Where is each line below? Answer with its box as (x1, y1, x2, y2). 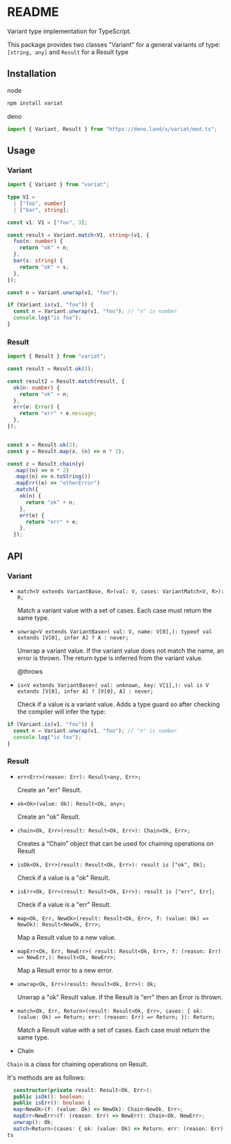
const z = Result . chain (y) (7, 460, 85, 467)
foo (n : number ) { (13, 238, 63, 245)
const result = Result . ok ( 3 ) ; (7, 365, 94, 372)
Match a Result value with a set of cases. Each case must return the (17, 1026, 210, 1034)
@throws (17, 667, 43, 675)
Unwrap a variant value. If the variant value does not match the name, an (17, 646, 224, 655)
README (7, 4, 59, 20)
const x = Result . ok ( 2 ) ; (7, 441, 79, 448)
